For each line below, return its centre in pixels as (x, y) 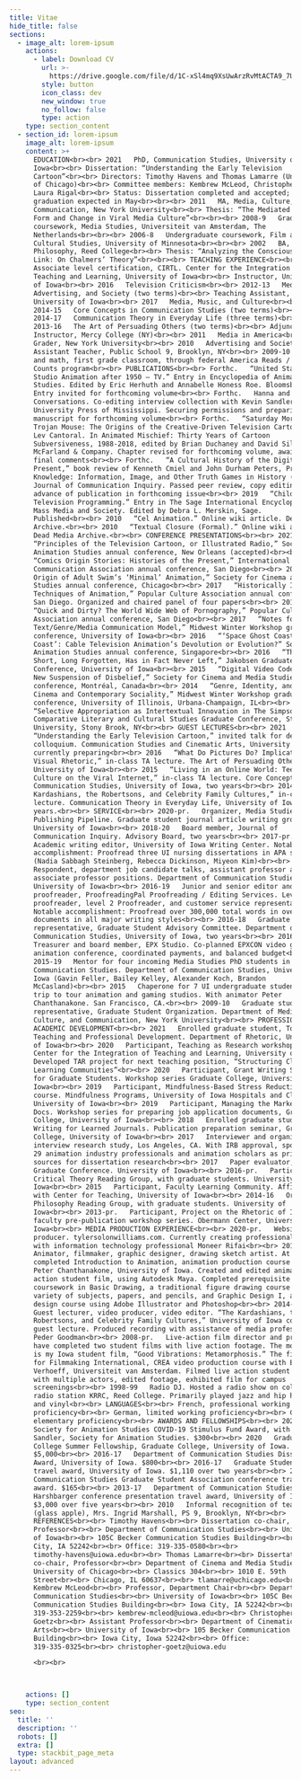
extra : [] (35, 1745)
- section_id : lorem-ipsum (68, 135)
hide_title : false (43, 26)
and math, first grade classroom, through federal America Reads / (162, 360)
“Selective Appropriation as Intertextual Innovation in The (150, 711)
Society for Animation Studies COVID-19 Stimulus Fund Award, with (162, 1430)
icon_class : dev (72, 93)
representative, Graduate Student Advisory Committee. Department (159, 928)
